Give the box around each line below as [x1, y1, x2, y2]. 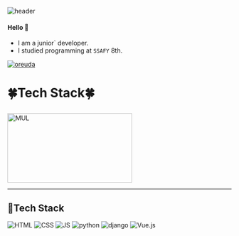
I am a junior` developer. [17, 39, 89, 48]
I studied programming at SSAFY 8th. [17, 46, 123, 55]
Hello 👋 [7, 23, 29, 31]
